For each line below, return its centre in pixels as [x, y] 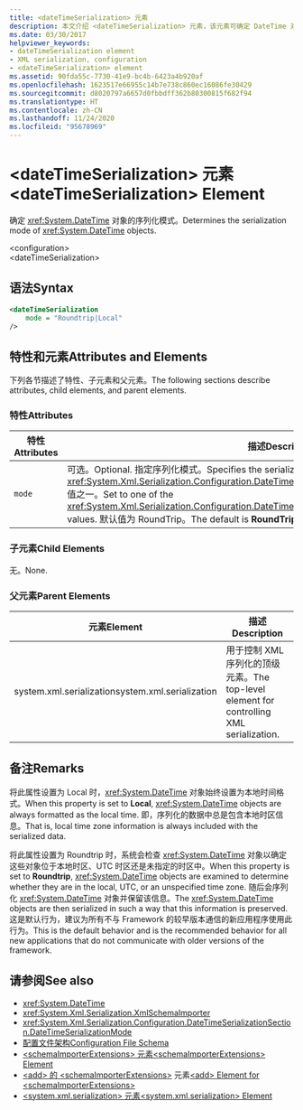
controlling [248, 712]
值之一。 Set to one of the [120, 495]
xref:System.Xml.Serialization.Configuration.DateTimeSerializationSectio [156, 1022]
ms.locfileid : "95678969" [58, 127]
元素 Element [115, 627]
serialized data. [38, 835]
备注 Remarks [47, 769]
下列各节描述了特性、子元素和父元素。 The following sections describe [140, 380]
